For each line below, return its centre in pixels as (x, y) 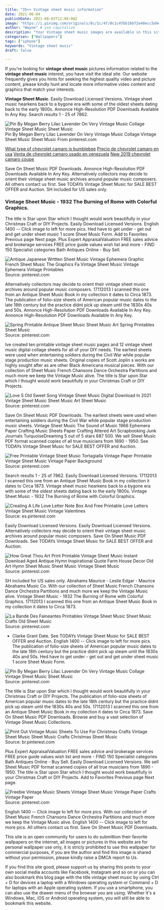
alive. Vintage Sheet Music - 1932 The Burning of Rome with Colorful (74, 596)
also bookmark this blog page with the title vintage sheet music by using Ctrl (82, 877)
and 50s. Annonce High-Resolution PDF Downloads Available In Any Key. (78, 310)
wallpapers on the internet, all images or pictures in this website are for (76, 842)
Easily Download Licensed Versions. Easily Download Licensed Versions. (78, 525)
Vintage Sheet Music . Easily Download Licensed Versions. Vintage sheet (79, 99)
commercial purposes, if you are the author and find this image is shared (78, 852)
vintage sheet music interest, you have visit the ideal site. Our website (76, 74)
